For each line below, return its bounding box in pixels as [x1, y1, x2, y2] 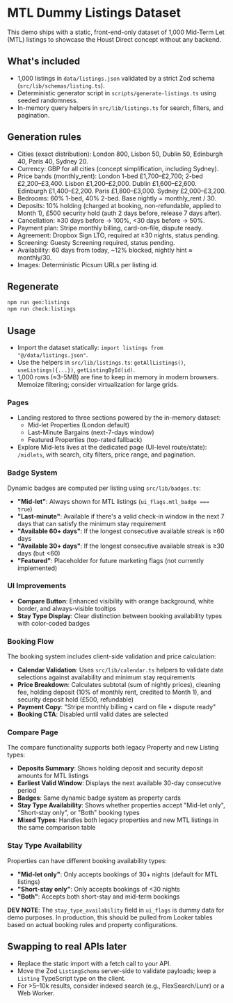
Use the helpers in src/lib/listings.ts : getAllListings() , [17, 358, 186, 366]
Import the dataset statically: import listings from [17, 343, 163, 352]
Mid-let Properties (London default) [27, 421, 130, 429]
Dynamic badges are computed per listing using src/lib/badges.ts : [7, 484, 202, 492]
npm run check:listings [7, 306, 77, 313]
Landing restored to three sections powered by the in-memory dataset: [17, 413, 221, 422]
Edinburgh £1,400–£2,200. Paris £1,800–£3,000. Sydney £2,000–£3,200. [17, 187, 227, 195]
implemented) [17, 564, 58, 572]
